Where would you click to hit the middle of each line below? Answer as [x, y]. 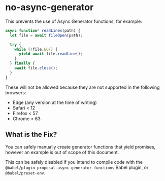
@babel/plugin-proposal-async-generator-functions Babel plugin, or [77, 167]
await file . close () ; [36, 68]
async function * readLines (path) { [43, 30]
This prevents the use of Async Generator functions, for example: [74, 21]
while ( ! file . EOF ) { [36, 49]
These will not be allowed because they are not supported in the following [82, 87]
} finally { [23, 63]
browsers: [16, 92]
